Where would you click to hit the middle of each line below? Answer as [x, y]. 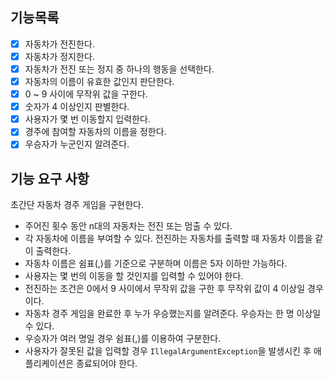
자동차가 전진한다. [59, 44]
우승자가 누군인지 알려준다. [77, 144]
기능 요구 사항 [50, 178]
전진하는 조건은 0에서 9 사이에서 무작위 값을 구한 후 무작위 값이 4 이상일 [165, 289]
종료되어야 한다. [107, 364]
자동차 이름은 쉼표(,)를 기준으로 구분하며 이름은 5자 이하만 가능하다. [156, 264]
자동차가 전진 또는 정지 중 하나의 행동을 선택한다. [119, 69]
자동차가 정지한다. [59, 56]
